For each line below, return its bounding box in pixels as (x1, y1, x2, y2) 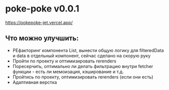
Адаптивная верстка (12, 79, 57, 85)
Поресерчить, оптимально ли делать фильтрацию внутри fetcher (12, 63, 153, 69)
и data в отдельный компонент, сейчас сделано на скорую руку (12, 52, 151, 58)
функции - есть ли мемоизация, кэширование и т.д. (12, 68, 124, 74)
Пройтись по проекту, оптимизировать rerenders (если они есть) (12, 73, 154, 80)
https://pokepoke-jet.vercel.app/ (5, 19, 73, 25)
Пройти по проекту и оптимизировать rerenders (12, 58, 117, 64)
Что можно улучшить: (5, 34, 79, 42)
